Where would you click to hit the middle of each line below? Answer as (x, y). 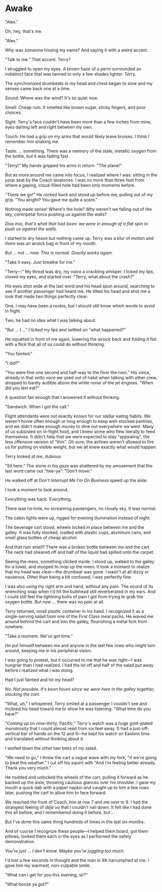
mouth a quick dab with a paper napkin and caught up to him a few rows (77, 787)
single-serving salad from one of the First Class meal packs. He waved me (79, 616)
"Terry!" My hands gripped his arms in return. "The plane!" (64, 165)
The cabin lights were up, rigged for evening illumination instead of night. (78, 518)
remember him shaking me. (32, 142)
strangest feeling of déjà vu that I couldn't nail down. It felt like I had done (78, 807)
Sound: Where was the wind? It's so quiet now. (52, 98)
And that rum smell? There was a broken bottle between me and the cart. (78, 547)
